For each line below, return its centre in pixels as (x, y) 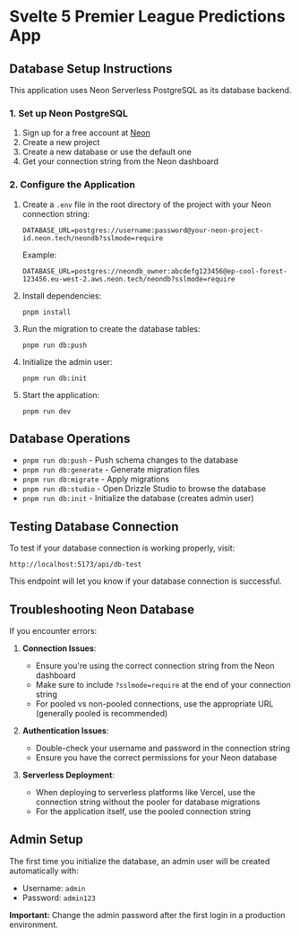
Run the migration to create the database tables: (111, 328)
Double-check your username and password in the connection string (163, 748)
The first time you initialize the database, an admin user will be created (140, 861)
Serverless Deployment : (68, 775)
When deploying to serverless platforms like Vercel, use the (146, 793)
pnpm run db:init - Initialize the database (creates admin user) (138, 499)
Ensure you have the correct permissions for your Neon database (156, 758)
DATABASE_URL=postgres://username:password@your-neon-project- (143, 230)
